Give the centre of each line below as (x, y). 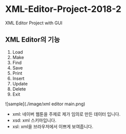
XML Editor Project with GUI (34, 23)
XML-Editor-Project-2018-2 (63, 9)
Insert (18, 78)
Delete (19, 89)
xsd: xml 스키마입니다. (34, 120)
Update (20, 83)
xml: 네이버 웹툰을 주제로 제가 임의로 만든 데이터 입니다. (66, 114)
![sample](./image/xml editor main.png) (45, 104)
